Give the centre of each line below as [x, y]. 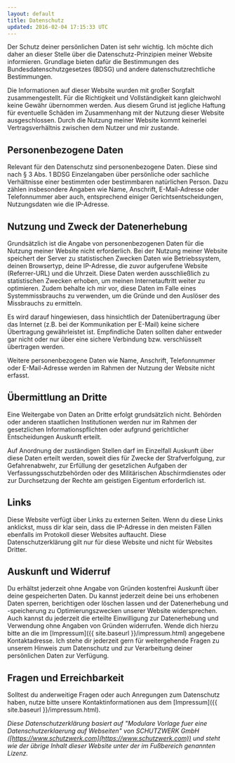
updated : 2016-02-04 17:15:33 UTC [58, 27]
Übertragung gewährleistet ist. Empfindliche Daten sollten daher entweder [115, 332]
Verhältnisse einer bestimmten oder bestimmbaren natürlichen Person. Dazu [118, 182]
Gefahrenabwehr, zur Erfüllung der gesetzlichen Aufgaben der [97, 465]
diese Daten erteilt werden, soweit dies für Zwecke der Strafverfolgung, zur [116, 458]
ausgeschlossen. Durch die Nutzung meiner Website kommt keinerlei [107, 120]
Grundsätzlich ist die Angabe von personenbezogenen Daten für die [106, 243]
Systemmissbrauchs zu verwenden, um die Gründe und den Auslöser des [114, 296]
